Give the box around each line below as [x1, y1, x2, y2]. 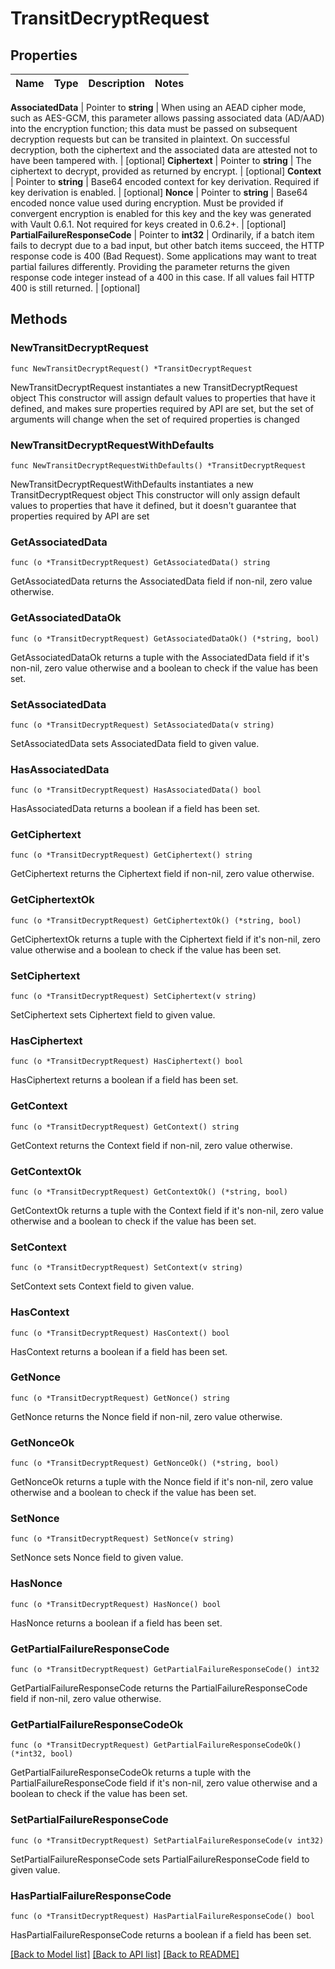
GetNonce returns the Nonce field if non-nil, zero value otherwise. [10, 1410, 283, 1422]
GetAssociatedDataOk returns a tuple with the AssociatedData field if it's [10, 651, 310, 663]
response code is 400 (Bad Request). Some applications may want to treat [10, 250, 317, 262]
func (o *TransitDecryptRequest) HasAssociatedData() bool [10, 785, 262, 796]
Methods [10, 311, 68, 328]
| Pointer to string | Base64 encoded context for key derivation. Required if [10, 176, 320, 187]
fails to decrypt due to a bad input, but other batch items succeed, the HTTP [10, 240, 325, 251]
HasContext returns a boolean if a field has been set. [10, 1345, 228, 1357]
